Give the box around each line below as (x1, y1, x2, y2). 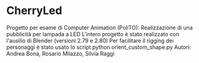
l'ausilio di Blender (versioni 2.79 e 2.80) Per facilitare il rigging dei (6, 37, 174, 44)
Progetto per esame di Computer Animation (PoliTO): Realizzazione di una (6, 24, 193, 31)
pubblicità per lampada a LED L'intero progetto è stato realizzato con (6, 30, 179, 37)
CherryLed (6, 4, 62, 18)
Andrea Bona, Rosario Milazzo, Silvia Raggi (6, 50, 115, 57)
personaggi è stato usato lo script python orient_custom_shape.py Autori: (6, 43, 192, 51)
